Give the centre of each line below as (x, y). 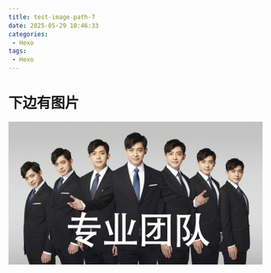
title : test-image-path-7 (52, 17)
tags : (17, 51)
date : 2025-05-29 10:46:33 (54, 25)
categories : (28, 34)
